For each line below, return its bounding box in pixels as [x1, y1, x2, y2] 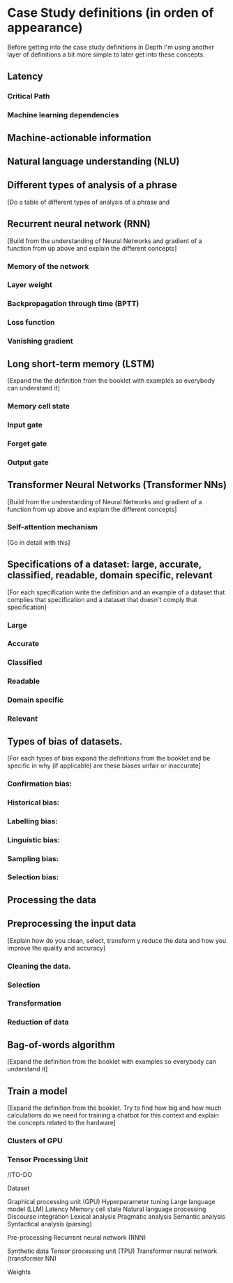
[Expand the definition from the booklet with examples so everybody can [7, 1057, 217, 1066]
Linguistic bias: [7, 835, 61, 844]
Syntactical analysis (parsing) [7, 1220, 93, 1229]
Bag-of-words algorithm [7, 1039, 115, 1050]
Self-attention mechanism [7, 522, 98, 532]
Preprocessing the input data [7, 918, 137, 930]
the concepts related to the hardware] [7, 1119, 116, 1127]
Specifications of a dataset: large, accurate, [7, 559, 202, 571]
